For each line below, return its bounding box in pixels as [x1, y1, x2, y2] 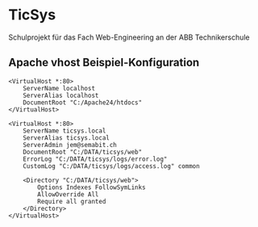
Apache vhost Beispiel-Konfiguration [8, 56, 200, 69]
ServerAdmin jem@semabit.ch [23, 141, 117, 149]
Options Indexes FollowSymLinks [37, 183, 147, 191]
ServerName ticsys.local [23, 127, 106, 135]
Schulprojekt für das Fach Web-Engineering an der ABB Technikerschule [8, 32, 250, 42]
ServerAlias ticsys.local [23, 133, 110, 142]
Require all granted [37, 197, 106, 205]
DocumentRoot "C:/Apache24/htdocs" [23, 99, 143, 107]
